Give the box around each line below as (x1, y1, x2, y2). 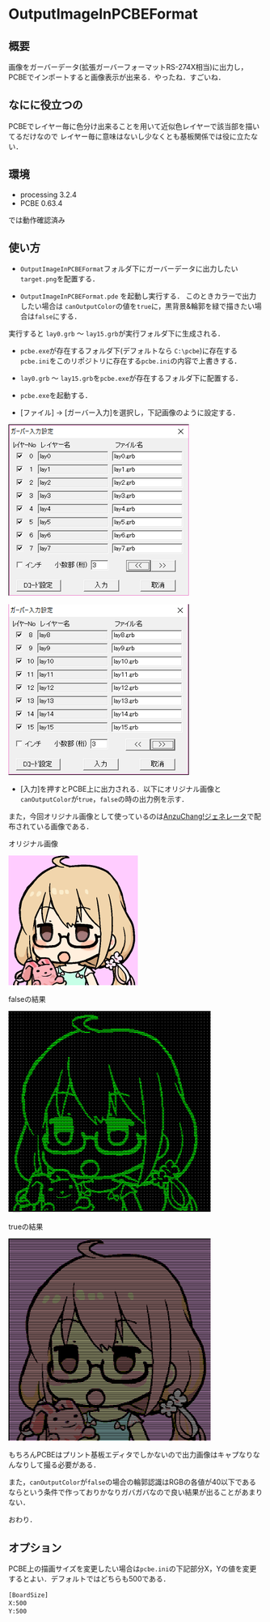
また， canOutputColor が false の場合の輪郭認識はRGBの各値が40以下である (8, 1477, 257, 1487)
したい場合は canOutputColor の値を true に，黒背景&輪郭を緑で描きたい (19, 302, 255, 311)
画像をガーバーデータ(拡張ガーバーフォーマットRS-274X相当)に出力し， (8, 62, 248, 71)
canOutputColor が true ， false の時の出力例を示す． (19, 794, 188, 804)
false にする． (34, 311, 82, 321)
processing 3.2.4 (19, 190, 77, 199)
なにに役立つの (8, 98, 83, 112)
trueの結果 (8, 1222, 44, 1232)
